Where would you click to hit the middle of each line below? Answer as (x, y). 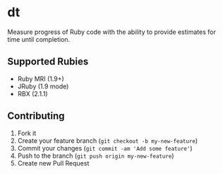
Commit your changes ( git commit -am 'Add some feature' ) (105, 148)
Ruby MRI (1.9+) (41, 79)
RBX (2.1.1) (32, 93)
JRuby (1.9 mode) (43, 86)
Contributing (36, 116)
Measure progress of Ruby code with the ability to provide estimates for (112, 32)
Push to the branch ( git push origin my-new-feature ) (96, 156)
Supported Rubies (48, 62)
